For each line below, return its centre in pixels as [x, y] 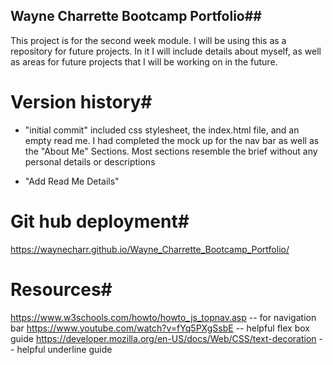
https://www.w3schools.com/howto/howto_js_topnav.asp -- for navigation [163, 317]
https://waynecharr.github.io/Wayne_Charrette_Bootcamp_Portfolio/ [150, 249]
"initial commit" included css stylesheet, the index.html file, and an [162, 130]
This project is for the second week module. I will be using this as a [148, 40]
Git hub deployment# [100, 221]
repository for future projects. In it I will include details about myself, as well [166, 51]
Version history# [81, 102]
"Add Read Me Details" [72, 181]
